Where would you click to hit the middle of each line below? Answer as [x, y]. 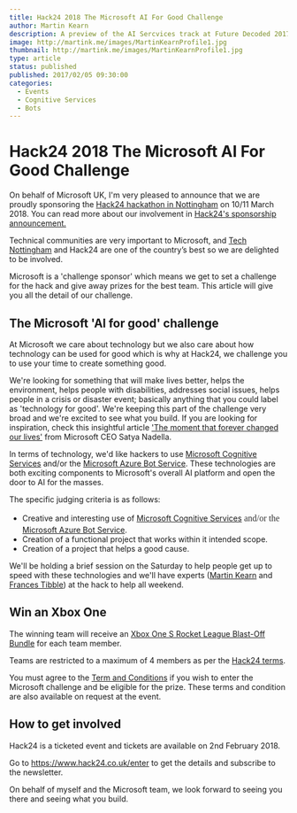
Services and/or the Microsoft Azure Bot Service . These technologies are [142, 463]
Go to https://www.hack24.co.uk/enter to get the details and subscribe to [142, 763]
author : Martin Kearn [49, 26]
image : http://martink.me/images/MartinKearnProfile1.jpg [118, 42]
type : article [35, 58]
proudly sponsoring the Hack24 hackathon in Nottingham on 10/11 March [142, 205]
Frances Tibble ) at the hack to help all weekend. [96, 585]
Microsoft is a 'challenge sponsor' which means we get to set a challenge [143, 276]
